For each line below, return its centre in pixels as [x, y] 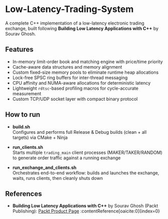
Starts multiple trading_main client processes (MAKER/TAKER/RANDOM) [88, 152]
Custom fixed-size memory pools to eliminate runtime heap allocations [86, 72]
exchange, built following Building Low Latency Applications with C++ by [82, 28]
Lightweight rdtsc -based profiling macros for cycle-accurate [75, 88]
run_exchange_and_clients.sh [44, 167]
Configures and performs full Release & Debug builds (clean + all [79, 132]
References [24, 194]
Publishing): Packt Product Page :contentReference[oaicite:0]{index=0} [86, 211]
